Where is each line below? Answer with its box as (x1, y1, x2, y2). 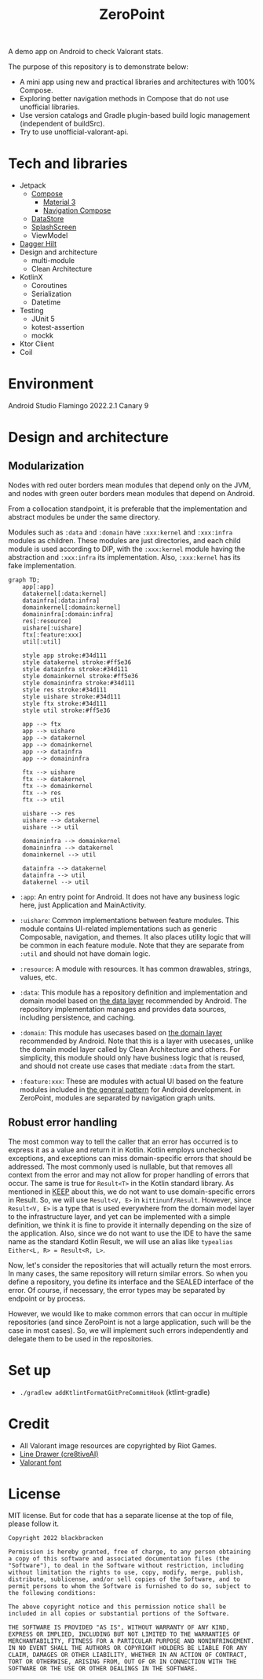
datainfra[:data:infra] (22, 597, 100, 604)
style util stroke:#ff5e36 (22, 706, 111, 714)
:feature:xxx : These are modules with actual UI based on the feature (19, 1076, 243, 1086)
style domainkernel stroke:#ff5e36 (22, 672, 139, 680)
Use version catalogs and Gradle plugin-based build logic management (19, 110, 250, 119)
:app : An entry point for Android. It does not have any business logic (19, 892, 240, 901)
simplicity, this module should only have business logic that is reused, (19, 1053, 246, 1062)
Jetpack (19, 181, 46, 190)
